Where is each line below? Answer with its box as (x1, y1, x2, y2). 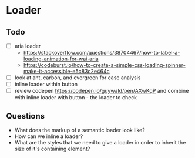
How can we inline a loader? (14, 133, 83, 140)
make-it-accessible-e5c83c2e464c (23, 68, 110, 75)
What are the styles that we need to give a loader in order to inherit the (14, 139, 186, 146)
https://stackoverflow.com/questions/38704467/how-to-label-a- (23, 49, 180, 56)
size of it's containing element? (14, 145, 90, 153)
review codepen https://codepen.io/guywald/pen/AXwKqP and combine (14, 88, 189, 95)
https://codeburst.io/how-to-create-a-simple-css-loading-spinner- (23, 62, 186, 69)
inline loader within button (14, 80, 78, 88)
